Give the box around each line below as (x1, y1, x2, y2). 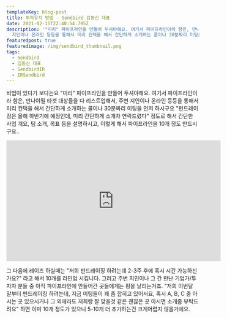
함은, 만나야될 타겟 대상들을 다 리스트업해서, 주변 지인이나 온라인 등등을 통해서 (12, 97, 199, 104)
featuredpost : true (6, 37, 56, 44)
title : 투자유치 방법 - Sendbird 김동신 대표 (6, 15, 110, 21)
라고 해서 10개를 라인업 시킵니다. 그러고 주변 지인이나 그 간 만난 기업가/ (23, 274, 192, 282)
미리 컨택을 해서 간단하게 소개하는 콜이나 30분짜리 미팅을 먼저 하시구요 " (6, 105, 179, 112)
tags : (6, 49, 20, 55)
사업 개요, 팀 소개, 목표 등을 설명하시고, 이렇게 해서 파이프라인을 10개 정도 (6, 120, 182, 128)
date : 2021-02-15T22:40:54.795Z (6, 20, 89, 26)
